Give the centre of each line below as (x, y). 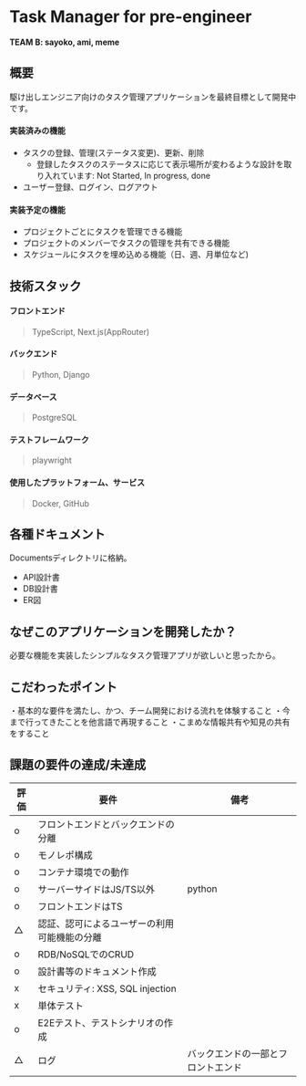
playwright (51, 460)
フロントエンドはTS (80, 906)
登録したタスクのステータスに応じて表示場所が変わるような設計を (160, 164)
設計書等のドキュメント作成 (97, 971)
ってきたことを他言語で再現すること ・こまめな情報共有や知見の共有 (162, 722)
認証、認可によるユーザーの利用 (106, 924)
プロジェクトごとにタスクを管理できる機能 (102, 232)
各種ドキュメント (57, 534)
